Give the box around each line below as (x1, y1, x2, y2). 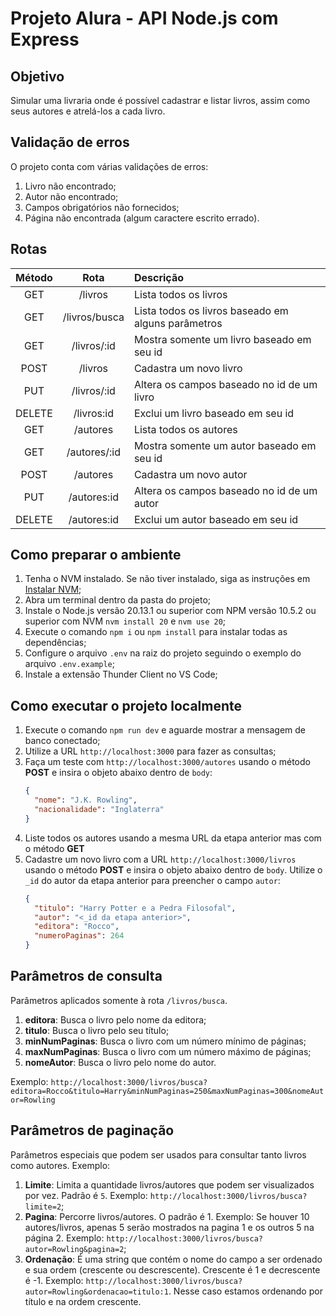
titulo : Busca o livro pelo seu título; (24, 1024, 170, 1036)
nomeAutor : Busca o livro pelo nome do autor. (24, 1056, 217, 1068)
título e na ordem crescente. (24, 1295, 142, 1307)
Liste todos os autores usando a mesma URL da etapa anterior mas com (24, 832, 322, 844)
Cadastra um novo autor (133, 467, 248, 481)
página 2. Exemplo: (24, 1232, 105, 1244)
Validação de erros (10, 134, 130, 151)
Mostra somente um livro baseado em (133, 332, 312, 346)
